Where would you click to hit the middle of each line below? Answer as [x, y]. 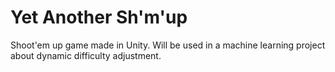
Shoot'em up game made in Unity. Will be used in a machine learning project [168, 45]
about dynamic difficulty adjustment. [86, 55]
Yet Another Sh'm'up [99, 17]
